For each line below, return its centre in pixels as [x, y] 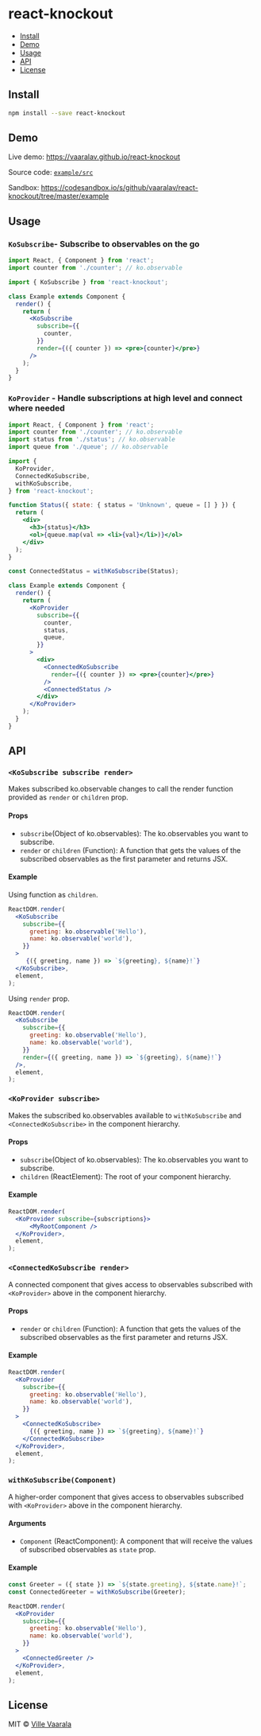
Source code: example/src [51, 173]
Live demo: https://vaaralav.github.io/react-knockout [94, 157]
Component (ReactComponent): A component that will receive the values [136, 1541]
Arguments [27, 1524]
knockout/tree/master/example [59, 197]
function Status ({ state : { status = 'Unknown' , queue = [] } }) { [122, 505]
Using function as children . [53, 894]
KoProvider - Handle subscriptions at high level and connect [126, 399]
